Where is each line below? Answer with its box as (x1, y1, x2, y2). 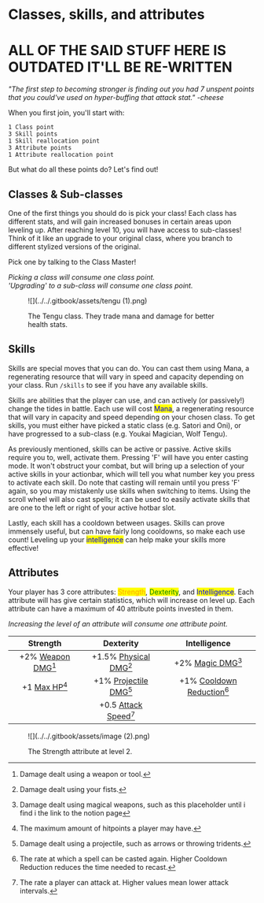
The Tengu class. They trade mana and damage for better (27, 311, 214, 321)
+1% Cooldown (179, 675, 237, 686)
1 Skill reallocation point (8, 137, 101, 145)
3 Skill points (8, 130, 58, 139)
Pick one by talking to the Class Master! (8, 257, 137, 266)
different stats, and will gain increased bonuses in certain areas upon (8, 217, 232, 226)
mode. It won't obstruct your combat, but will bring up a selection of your (8, 461, 245, 470)
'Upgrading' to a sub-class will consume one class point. (8, 281, 193, 290)
